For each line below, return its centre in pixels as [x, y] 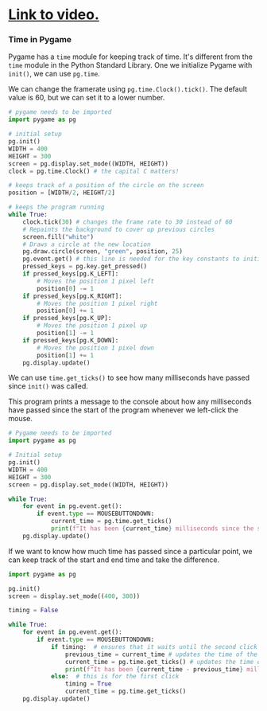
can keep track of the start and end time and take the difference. [114, 560]
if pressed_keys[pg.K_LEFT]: [71, 274]
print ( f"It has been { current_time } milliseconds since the [152, 529]
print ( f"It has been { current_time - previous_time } [154, 669]
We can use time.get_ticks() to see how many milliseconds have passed [129, 378]
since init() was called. [48, 386]
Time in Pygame [40, 40]
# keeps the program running [56, 207]
